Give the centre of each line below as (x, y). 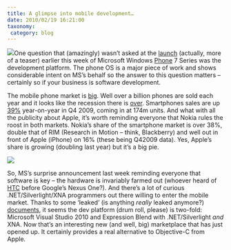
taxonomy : (21, 26)
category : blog (32, 33)
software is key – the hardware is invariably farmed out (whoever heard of (112, 180)
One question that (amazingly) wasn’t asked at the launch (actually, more (118, 53)
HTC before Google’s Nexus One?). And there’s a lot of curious (96, 188)
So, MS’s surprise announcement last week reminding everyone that (104, 174)
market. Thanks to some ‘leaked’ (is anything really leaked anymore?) (106, 202)
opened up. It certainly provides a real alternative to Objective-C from (106, 232)
